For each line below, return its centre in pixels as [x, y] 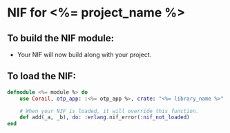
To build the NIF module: [61, 38]
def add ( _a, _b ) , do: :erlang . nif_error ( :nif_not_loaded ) [105, 117]
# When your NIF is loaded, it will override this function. [109, 111]
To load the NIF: [41, 76]
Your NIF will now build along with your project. [84, 54]
